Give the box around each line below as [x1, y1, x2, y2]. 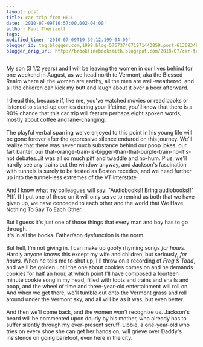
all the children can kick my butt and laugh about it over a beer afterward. [6, 84, 189, 91]
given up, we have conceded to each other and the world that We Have [6, 199, 184, 206]
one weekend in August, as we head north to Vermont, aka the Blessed [6, 71, 183, 78]
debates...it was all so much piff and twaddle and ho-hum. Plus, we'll [16, 154, 187, 162]
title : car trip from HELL [6, 14, 74, 21]
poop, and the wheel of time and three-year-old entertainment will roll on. [6, 282, 189, 290]
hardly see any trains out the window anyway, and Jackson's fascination [6, 161, 187, 168]
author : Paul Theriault [6, 25, 66, 32]
